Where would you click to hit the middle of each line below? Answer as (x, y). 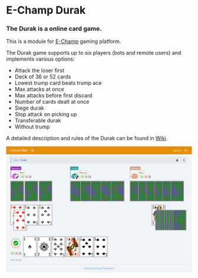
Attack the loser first (39, 71)
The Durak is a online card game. (54, 29)
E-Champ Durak (46, 10)
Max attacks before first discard (53, 95)
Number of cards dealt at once (52, 102)
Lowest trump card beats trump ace (58, 83)
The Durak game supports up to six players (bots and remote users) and (94, 53)
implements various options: (40, 59)
